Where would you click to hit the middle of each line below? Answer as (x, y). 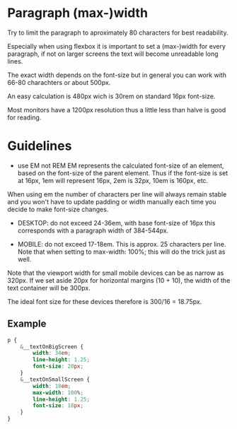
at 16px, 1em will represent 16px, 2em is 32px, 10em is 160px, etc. (113, 180)
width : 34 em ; (52, 353)
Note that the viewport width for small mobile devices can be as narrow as (116, 273)
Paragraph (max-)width (78, 13)
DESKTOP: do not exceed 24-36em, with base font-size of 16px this (116, 223)
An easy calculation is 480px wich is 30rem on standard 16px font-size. (111, 96)
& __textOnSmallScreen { (55, 380)
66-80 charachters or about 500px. (59, 82)
